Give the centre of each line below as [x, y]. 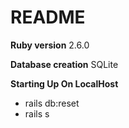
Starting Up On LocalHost [64, 83]
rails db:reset [52, 103]
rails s [37, 113]
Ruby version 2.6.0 [50, 45]
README [48, 17]
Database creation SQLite [64, 64]
